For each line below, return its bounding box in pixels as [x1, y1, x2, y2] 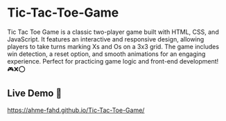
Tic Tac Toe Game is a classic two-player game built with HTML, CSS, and [7, 28, 220, 36]
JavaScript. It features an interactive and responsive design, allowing [7, 35, 205, 43]
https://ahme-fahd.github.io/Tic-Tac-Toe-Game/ [7, 106, 145, 114]
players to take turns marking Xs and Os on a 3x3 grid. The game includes [7, 42, 220, 50]
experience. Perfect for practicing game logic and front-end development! [7, 57, 219, 65]
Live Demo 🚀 [7, 88, 62, 100]
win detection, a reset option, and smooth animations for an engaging [7, 50, 206, 58]
